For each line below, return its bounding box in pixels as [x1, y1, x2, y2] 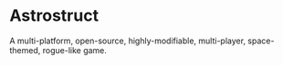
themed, [9, 44, 41, 55]
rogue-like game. [42, 44, 108, 55]
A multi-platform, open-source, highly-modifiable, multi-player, [9, 35, 246, 46]
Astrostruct [9, 5, 99, 26]
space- [247, 35, 275, 46]
